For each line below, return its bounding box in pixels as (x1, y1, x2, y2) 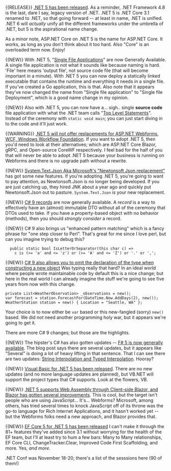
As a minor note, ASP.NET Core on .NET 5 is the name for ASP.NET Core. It (5, 36, 163, 42)
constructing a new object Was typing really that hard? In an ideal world (5, 265, 156, 271)
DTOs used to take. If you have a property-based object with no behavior (5, 210, 159, 216)
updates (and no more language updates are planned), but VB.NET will (5, 371, 154, 377)
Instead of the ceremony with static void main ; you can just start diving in (5, 115, 163, 121)
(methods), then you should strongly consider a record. (5, 215, 121, 221)
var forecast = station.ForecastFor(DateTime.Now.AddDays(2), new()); (5, 295, 159, 301)
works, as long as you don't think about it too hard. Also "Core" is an (5, 41, 150, 47)
